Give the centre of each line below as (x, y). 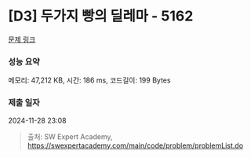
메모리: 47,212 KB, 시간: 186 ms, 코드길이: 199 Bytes (89, 80)
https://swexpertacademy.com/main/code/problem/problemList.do (135, 145)
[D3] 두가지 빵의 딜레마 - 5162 (101, 16)
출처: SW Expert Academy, (70, 136)
